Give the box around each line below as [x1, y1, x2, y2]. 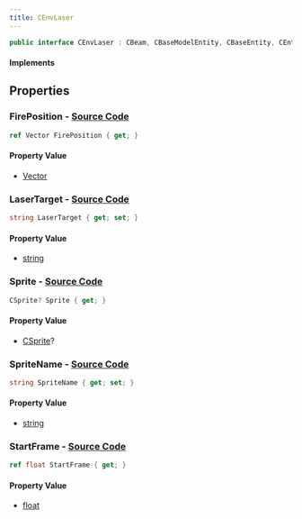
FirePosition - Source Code [9, 110, 129, 123]
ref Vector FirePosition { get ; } [9, 131, 139, 140]
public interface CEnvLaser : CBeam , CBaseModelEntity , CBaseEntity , [9, 38, 276, 47]
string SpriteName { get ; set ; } [9, 378, 135, 387]
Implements [9, 58, 56, 68]
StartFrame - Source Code [9, 440, 127, 452]
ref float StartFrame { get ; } [9, 460, 127, 469]
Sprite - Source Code [9, 276, 103, 288]
